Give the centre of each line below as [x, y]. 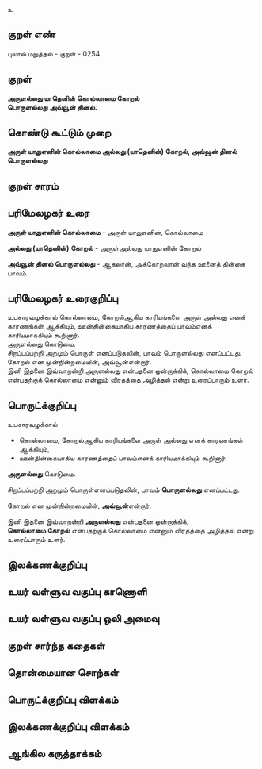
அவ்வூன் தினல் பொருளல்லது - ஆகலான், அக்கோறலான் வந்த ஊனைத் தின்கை [127, 263]
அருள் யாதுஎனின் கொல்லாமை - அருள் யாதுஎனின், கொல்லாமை [105, 232]
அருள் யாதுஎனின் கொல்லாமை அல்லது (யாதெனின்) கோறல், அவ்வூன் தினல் [122, 152]
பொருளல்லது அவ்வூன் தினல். [53, 107]
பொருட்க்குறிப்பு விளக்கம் [63, 700]
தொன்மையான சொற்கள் [63, 673]
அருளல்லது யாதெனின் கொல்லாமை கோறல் [74, 98]
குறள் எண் [32, 35]
